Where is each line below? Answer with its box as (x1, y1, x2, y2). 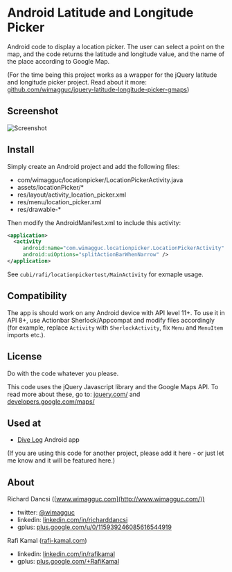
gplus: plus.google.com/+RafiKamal (17, 557, 120, 566)
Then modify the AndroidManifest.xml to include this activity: (7, 218, 181, 226)
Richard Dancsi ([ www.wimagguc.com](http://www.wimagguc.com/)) (7, 495, 205, 503)
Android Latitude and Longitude (7, 5, 194, 21)
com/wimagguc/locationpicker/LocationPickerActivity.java (17, 175, 184, 184)
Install (7, 144, 35, 156)
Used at (7, 417, 42, 429)
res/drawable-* (17, 205, 62, 213)
